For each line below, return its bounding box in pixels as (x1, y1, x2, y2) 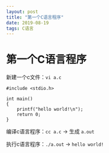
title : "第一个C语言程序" (6, 14, 64, 20)
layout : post (6, 8, 39, 15)
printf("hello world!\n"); (17, 107, 84, 113)
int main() (6, 96, 33, 102)
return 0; (17, 111, 41, 118)
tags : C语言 (6, 25, 34, 32)
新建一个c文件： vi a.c (6, 74, 62, 81)
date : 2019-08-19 (6, 20, 49, 26)
